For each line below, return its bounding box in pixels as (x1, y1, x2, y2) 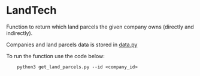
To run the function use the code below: (6, 52, 105, 59)
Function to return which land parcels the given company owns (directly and (6, 23, 195, 30)
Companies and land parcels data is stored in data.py (6, 41, 138, 48)
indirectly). (6, 29, 33, 36)
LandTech (6, 4, 57, 17)
